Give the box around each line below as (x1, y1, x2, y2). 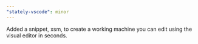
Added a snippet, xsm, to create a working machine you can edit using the (6, 25, 193, 33)
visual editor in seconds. (6, 31, 68, 39)
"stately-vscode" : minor (6, 8, 69, 15)
